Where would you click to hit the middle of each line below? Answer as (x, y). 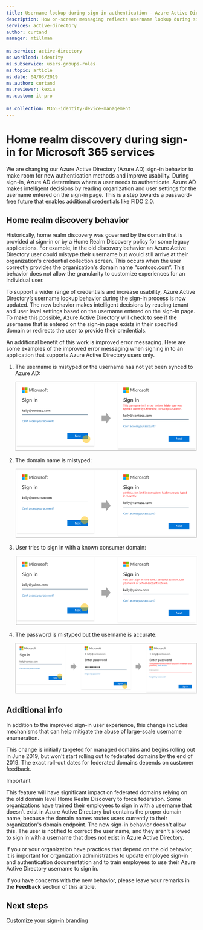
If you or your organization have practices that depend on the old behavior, (99, 849)
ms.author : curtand (31, 83)
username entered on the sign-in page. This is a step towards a (85, 194)
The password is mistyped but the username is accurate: (86, 635)
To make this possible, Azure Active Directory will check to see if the (92, 317)
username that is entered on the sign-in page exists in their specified (92, 324)
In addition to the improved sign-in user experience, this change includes (97, 725)
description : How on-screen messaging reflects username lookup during (98, 19)
